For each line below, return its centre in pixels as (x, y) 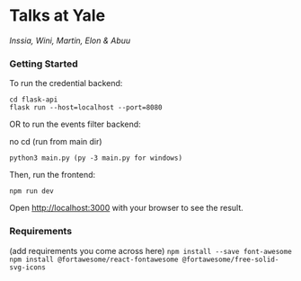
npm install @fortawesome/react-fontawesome (94, 259)
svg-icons (28, 267)
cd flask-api (34, 100)
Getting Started (44, 64)
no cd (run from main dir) (56, 142)
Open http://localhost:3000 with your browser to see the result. (127, 208)
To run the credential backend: (66, 83)
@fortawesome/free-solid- (230, 259)
